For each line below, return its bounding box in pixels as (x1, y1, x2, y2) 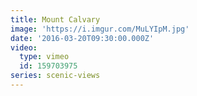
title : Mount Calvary (10, 14, 101, 25)
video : (10, 42, 38, 53)
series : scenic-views (10, 71, 101, 81)
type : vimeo (19, 52, 70, 62)
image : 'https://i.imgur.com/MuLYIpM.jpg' (10, 24, 190, 34)
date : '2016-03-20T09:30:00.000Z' (10, 33, 155, 43)
